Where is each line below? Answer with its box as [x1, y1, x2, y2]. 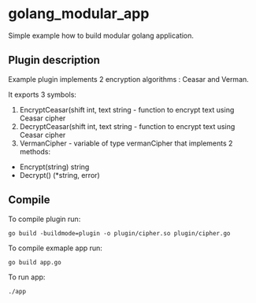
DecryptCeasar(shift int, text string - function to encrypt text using [19, 121, 236, 131]
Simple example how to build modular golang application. [8, 31, 195, 40]
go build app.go [8, 258, 61, 266]
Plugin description [8, 54, 101, 67]
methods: [19, 146, 51, 156]
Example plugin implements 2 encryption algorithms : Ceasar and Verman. [8, 74, 250, 83]
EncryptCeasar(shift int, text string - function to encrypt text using [19, 105, 235, 114]
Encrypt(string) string [19, 162, 90, 172]
